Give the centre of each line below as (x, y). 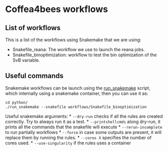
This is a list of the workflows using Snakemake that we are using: (73, 40)
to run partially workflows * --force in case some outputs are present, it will (83, 132)
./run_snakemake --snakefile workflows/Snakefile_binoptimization (76, 107)
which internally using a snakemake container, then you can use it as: (77, 93)
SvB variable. (26, 60)
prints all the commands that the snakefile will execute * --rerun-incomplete (84, 127)
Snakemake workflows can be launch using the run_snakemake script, (78, 88)
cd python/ (17, 102)
